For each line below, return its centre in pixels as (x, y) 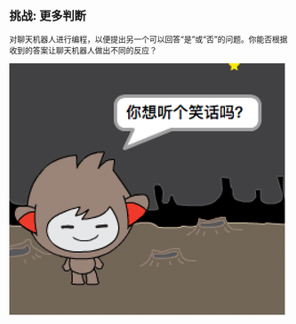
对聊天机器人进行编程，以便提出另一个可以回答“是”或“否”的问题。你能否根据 (148, 39)
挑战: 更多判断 (48, 16)
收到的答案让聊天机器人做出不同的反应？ (83, 50)
